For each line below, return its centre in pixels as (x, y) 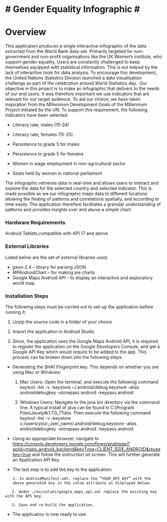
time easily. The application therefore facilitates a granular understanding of (83, 204)
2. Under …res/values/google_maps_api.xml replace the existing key (84, 492)
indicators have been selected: (37, 115)
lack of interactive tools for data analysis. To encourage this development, (81, 73)
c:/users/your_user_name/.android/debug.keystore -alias (78, 423)
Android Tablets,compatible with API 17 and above (57, 233)
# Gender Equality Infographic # (73, 9)
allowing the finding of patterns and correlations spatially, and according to (82, 199)
